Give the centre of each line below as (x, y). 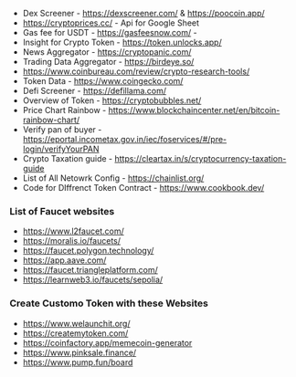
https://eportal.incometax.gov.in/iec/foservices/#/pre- (125, 139)
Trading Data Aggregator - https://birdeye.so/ (108, 62)
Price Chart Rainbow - (64, 110)
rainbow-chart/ (51, 120)
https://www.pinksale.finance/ (79, 352)
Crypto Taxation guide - (68, 158)
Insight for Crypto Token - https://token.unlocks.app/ (122, 42)
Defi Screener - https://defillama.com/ (95, 91)
